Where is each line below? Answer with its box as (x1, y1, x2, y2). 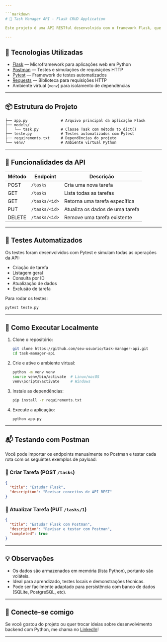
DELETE (7, 214, 26, 221)
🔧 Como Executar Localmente (5, 323, 99, 332)
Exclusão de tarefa (12, 286, 51, 292)
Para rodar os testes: (5, 295, 48, 301)
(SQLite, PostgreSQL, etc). (12, 589, 67, 595)
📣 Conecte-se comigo (5, 608, 74, 617)
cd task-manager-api (12, 351, 55, 356)
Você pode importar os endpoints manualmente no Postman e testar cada (5, 451, 157, 457)
